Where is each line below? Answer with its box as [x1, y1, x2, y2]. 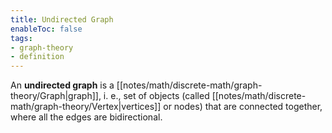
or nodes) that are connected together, [163, 101, 323, 113]
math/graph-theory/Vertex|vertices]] [10, 101, 162, 113]
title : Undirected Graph [10, 14, 114, 25]
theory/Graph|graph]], [10, 90, 102, 102]
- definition [10, 52, 65, 62]
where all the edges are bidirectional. [10, 111, 163, 123]
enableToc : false [10, 24, 83, 34]
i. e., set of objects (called [103, 90, 210, 102]
